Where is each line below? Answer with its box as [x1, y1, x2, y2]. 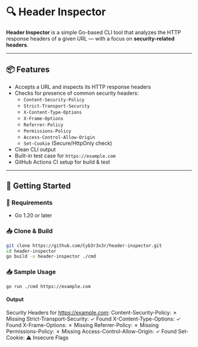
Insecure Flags [32, 334, 69, 341]
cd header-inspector [6, 248, 57, 254]
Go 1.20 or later [14, 212, 52, 219]
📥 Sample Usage [6, 268, 56, 276]
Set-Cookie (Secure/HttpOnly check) [23, 140, 113, 147]
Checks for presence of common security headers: [14, 90, 139, 97]
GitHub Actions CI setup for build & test [14, 158, 110, 166]
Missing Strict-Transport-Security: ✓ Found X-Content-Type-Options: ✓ [6, 315, 181, 322]
